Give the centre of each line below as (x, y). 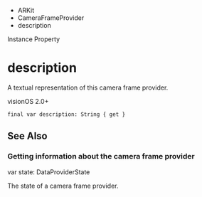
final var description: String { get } (67, 114)
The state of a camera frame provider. (63, 186)
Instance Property (34, 39)
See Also (27, 136)
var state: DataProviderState (49, 172)
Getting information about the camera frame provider (101, 156)
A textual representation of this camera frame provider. (88, 87)
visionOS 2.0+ (28, 101)
